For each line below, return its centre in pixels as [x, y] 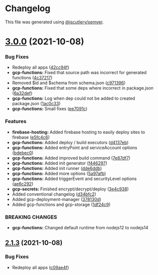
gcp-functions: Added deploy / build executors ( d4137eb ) [70, 142]
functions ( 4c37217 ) [32, 78]
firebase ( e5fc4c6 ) [31, 137]
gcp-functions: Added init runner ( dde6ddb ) [57, 168]
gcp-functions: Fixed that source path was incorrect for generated [79, 73]
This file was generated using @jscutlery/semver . [54, 22]
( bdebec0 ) [23, 153]
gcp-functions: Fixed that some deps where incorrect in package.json [83, 88]
